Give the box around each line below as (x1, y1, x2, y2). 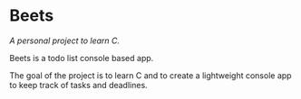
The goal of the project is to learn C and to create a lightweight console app (9, 69, 292, 81)
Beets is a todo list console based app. (9, 52, 154, 63)
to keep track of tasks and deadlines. (9, 79, 148, 90)
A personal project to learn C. (9, 35, 121, 46)
